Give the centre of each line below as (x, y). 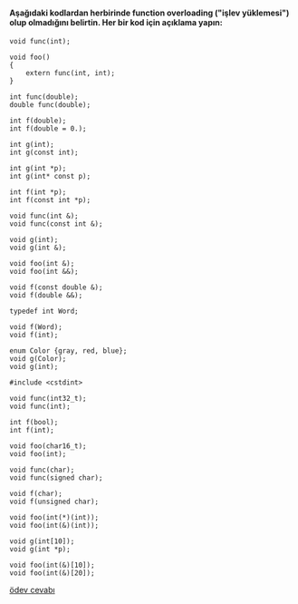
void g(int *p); (40, 550)
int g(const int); (44, 153)
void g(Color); (38, 359)
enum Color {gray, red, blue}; (68, 351)
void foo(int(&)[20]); (52, 573)
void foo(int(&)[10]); (52, 565)
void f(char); (36, 494)
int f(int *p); (38, 192)
